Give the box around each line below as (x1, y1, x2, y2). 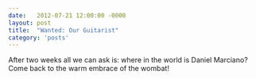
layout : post (8, 19, 52, 27)
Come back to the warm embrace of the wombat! (8, 64, 169, 73)
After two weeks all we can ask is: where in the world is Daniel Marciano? (8, 55, 248, 65)
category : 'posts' (8, 33, 69, 42)
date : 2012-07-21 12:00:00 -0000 (8, 11, 126, 20)
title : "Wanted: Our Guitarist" (8, 26, 119, 34)
